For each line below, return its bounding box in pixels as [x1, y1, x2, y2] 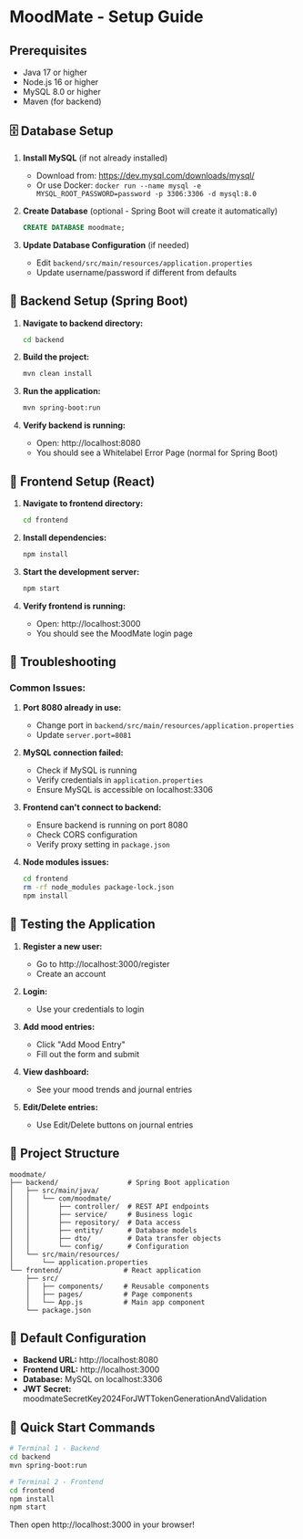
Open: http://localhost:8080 [35, 438, 141, 449]
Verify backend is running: [22, 420, 126, 431]
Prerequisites [9, 43, 87, 58]
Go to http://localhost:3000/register [35, 958, 170, 969]
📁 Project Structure [9, 1146, 120, 1161]
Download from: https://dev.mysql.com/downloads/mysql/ [35, 170, 255, 181]
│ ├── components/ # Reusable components [25, 1282, 209, 1291]
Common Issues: [9, 681, 86, 694]
